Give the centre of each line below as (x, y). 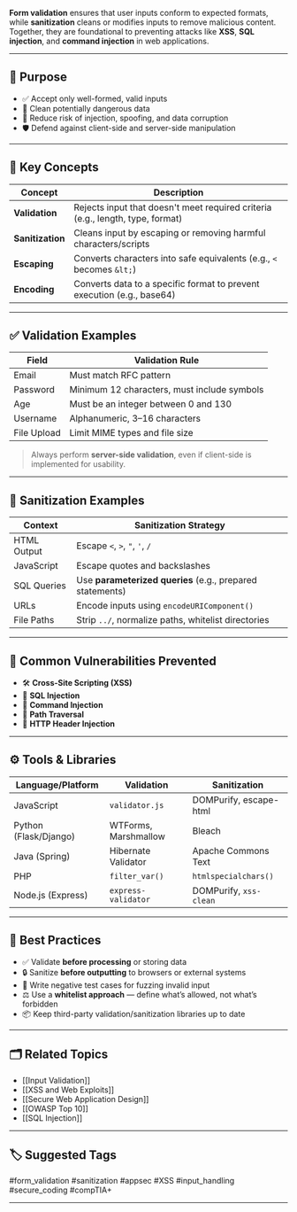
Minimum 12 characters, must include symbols (167, 390)
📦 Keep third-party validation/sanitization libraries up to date (133, 1014)
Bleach (206, 830)
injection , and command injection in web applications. (109, 41)
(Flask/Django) (45, 836)
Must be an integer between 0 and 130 (151, 404)
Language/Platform (57, 785)
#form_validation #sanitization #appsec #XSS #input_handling (122, 1181)
